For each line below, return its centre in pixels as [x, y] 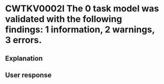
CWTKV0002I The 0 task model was [82, 9]
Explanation [24, 58]
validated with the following [64, 19]
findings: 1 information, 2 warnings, [80, 30]
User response [28, 75]
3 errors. [24, 40]
